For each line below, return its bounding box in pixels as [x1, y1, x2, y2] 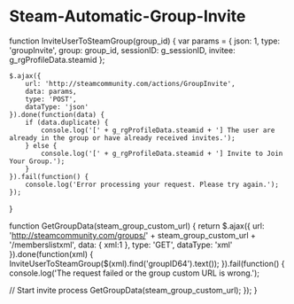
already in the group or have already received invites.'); [9, 133, 236, 143]
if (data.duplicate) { [25, 118, 109, 127]
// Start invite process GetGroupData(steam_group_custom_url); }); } [9, 285, 258, 295]
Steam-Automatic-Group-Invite [9, 6, 246, 27]
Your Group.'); [9, 157, 66, 166]
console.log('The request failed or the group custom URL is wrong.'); [9, 268, 259, 278]
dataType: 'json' [25, 102, 89, 112]
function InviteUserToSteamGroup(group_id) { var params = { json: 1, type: [9, 35, 281, 46]
